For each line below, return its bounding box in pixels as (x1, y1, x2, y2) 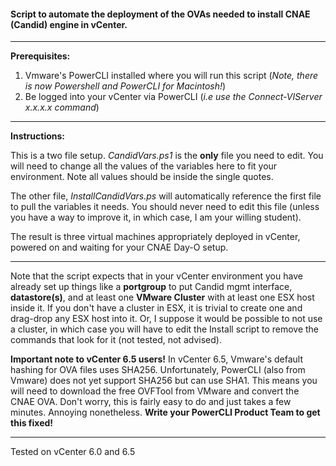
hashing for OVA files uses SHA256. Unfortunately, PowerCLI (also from (10, 364, 306, 376)
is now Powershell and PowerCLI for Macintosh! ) (24, 80, 227, 92)
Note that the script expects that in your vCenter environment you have (10, 270, 303, 282)
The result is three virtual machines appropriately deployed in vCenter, (10, 231, 301, 243)
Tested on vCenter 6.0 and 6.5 (10, 446, 136, 458)
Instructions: (10, 130, 66, 142)
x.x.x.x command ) (24, 101, 100, 114)
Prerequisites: (10, 50, 71, 62)
